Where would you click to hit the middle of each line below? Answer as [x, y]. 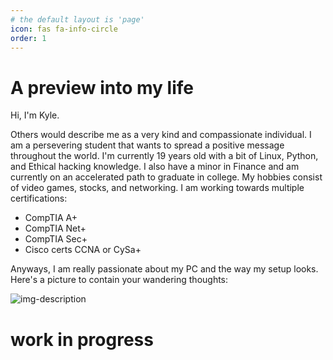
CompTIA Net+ [55, 228]
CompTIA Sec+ [56, 239]
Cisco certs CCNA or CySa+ [83, 250]
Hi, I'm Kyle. [35, 115]
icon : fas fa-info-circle [64, 29]
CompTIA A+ [51, 218]
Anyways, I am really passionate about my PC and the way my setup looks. [164, 269]
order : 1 [28, 38]
